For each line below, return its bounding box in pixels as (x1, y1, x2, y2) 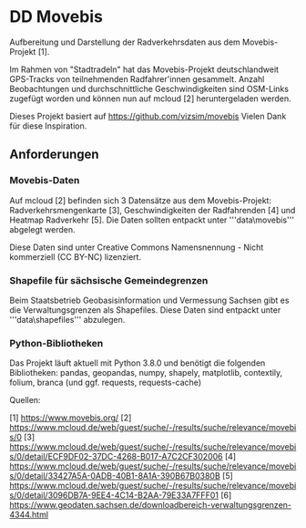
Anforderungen (9, 147, 99, 162)
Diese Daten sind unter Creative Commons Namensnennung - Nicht (9, 242, 264, 253)
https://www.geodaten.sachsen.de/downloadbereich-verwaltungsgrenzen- (9, 500, 292, 511)
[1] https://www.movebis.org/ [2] (9, 412, 132, 423)
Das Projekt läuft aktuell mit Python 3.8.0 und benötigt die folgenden (9, 357, 266, 368)
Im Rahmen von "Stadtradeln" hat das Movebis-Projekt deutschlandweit (9, 64, 280, 75)
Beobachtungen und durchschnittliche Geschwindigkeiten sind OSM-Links (9, 83, 290, 94)
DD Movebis (9, 6, 103, 27)
